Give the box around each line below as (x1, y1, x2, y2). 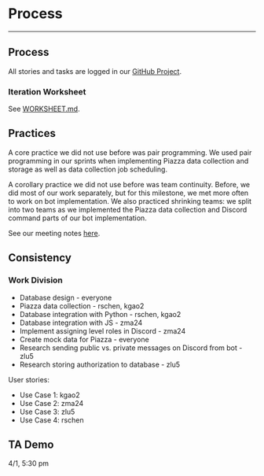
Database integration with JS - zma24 (19, 318, 143, 327)
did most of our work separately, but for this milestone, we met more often (8, 188, 249, 197)
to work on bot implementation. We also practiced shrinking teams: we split (8, 196, 252, 205)
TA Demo (8, 437, 54, 451)
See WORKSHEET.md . (8, 104, 80, 114)
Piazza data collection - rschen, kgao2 (19, 301, 145, 311)
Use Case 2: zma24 (19, 398, 84, 408)
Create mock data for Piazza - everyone (19, 334, 149, 344)
